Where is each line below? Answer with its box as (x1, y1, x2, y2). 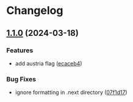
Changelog (6, 4, 63, 18)
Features (6, 46, 34, 55)
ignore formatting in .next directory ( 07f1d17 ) (15, 89, 128, 96)
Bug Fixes (6, 75, 37, 83)
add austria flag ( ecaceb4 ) (15, 59, 82, 67)
